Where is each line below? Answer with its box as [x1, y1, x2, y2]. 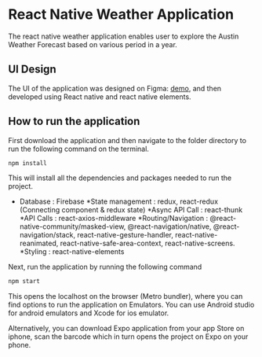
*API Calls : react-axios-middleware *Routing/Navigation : [19, 214, 209, 223]
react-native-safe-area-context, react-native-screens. [60, 238, 235, 248]
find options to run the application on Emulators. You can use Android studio [8, 300, 255, 310]
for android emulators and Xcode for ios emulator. [8, 308, 169, 318]
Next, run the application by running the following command [8, 262, 202, 272]
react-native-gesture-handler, [77, 230, 174, 240]
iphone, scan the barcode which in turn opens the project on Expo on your [8, 332, 249, 341]
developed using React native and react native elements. [8, 92, 191, 101]
